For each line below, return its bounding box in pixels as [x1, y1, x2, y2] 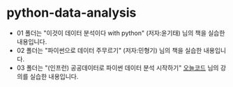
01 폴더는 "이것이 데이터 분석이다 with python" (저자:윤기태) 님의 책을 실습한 [16, 29, 225, 37]
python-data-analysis [6, 5, 137, 21]
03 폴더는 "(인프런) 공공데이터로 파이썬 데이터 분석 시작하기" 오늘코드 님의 [16, 63, 219, 72]
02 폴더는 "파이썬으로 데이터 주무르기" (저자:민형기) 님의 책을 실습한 [16, 46, 202, 54]
